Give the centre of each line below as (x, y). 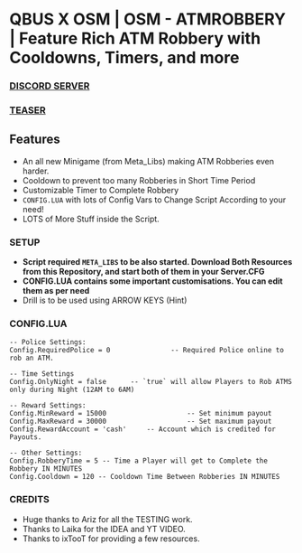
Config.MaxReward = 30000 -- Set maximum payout (141, 422)
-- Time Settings (42, 374)
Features (35, 140)
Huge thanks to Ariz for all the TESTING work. (107, 519)
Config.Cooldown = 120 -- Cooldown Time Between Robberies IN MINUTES (145, 477)
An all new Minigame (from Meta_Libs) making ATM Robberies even (148, 161)
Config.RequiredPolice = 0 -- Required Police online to (146, 351)
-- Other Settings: (46, 453)
